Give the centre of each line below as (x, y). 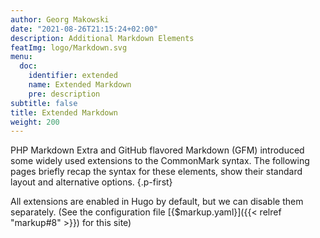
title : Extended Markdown (64, 112)
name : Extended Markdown (80, 85)
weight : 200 (35, 122)
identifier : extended (73, 76)
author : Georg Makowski (60, 19)
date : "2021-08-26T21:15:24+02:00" (84, 29)
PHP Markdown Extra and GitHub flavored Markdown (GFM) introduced (157, 150)
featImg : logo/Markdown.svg (69, 47)
